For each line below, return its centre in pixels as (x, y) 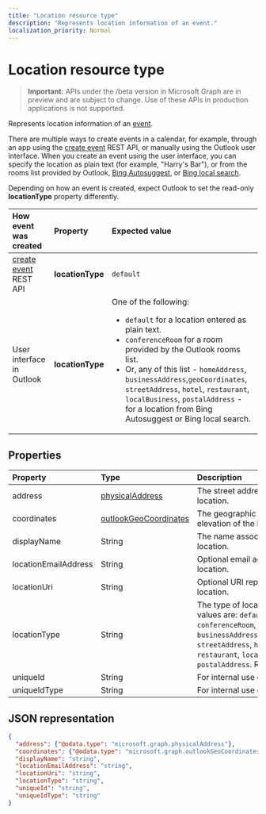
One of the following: (151, 302)
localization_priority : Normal (60, 30)
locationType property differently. (64, 197)
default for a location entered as (186, 320)
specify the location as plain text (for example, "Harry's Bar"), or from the (128, 164)
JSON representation (61, 718)
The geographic (226, 514)
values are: (217, 615)
